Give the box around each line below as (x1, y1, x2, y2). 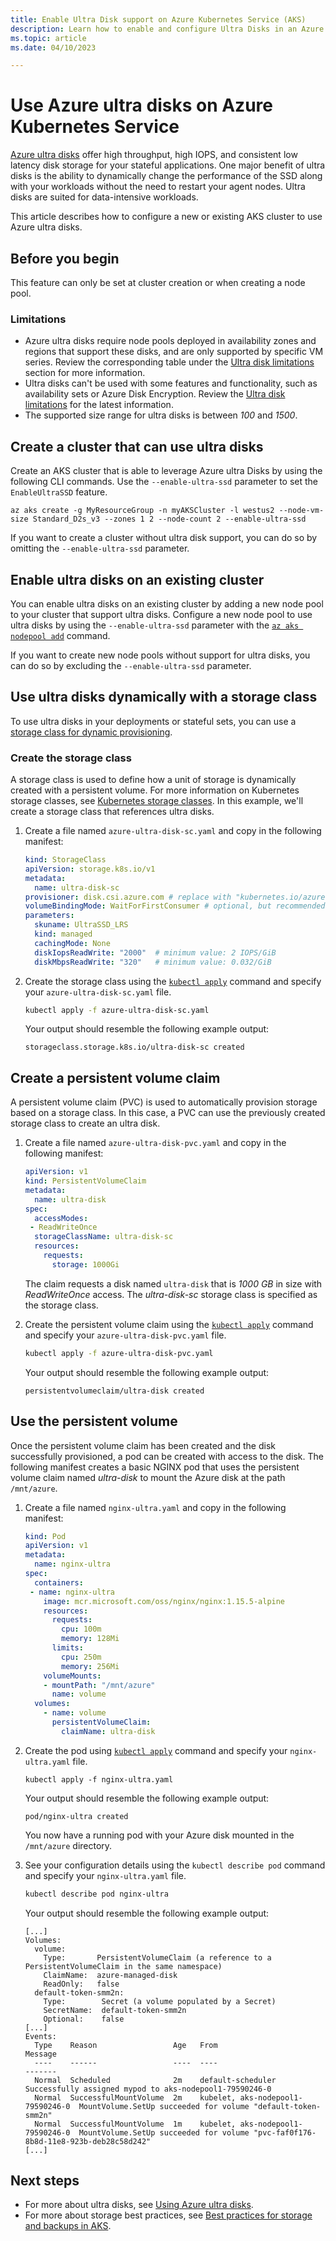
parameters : (24, 911, 75, 921)
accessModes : (34, 1213, 89, 1223)
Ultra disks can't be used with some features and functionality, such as (24, 377, 318, 390)
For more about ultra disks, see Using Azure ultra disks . (24, 2199, 254, 2211)
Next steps (10, 2172, 80, 2190)
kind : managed (34, 929, 93, 940)
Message (24, 2049, 57, 2059)
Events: (24, 2031, 57, 2041)
